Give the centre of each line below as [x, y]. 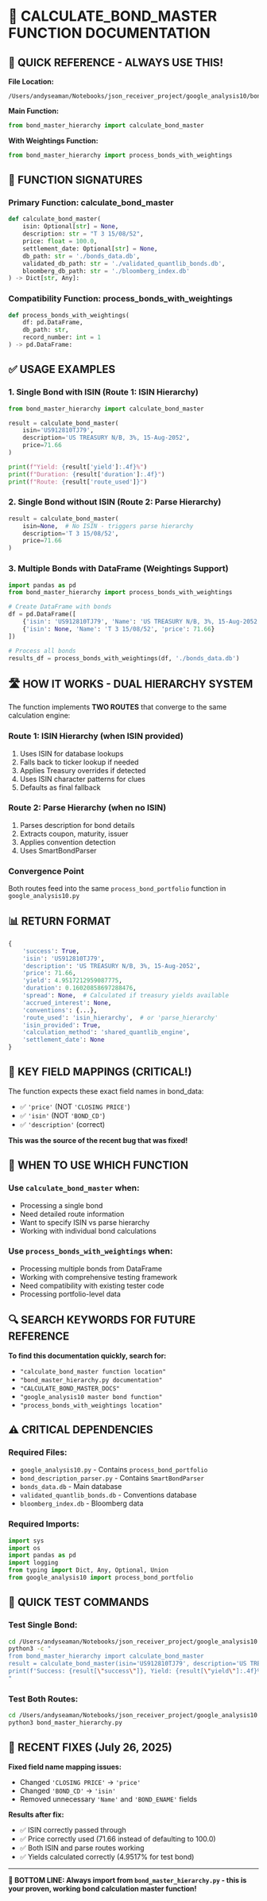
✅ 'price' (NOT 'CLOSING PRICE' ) [75, 1106]
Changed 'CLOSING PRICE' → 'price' [80, 1782]
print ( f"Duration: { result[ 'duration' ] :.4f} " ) [87, 474]
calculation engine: [39, 716]
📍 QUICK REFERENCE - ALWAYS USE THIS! [116, 62]
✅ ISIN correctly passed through [73, 1829]
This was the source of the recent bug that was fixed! [98, 1140]
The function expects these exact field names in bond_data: [106, 1091]
